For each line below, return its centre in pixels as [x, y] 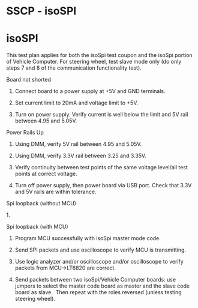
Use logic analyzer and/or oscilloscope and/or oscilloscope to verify [99, 262]
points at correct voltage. [46, 174]
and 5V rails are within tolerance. [55, 192]
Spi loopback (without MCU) [41, 204]
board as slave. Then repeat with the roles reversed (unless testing [98, 292]
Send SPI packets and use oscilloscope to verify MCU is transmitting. [100, 250]
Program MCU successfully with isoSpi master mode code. [88, 238]
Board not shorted [29, 80]
